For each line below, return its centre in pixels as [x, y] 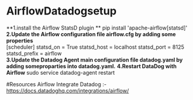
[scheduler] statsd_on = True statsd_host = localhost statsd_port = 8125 [95, 47]
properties [20, 40]
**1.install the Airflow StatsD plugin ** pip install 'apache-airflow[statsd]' [97, 28]
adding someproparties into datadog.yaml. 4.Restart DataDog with [92, 66]
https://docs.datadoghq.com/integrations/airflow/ [68, 90]
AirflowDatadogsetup [62, 11]
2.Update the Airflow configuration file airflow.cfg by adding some [91, 34]
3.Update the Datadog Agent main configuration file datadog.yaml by [95, 60]
